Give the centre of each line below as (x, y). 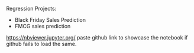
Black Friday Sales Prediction (50, 20)
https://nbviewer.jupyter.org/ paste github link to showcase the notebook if (97, 37)
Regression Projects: (31, 9)
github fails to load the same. (41, 44)
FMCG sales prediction (43, 26)
